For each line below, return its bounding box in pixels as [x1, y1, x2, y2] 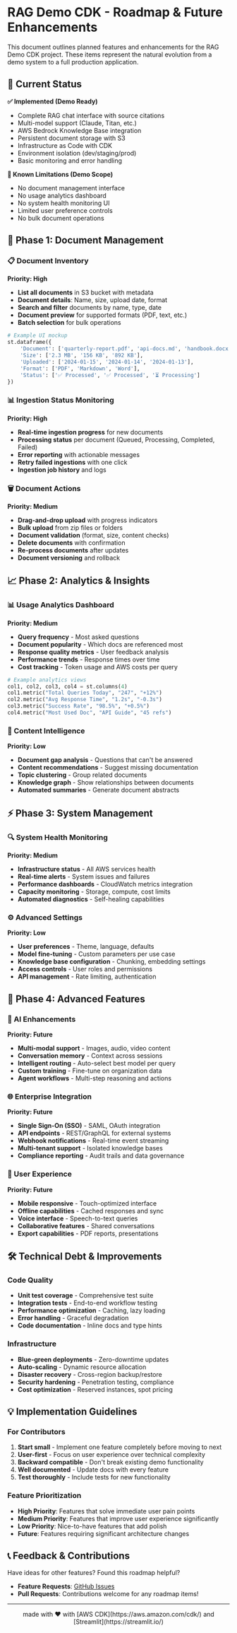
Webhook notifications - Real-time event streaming [17, 1136, 169, 1145]
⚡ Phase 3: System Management [7, 807, 153, 819]
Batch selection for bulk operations [17, 318, 121, 327]
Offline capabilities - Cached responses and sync [17, 1206, 164, 1215]
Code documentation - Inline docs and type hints [17, 1321, 162, 1330]
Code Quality [7, 1275, 54, 1285]
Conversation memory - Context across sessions [17, 1051, 163, 1060]
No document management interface [17, 183, 126, 192]
